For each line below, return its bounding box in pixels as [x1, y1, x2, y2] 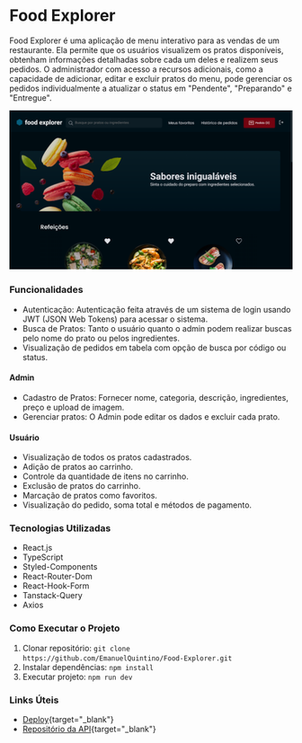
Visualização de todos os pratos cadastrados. [22, 452, 192, 463]
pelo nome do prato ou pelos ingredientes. [22, 332, 180, 343]
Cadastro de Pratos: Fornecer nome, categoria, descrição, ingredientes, [22, 392, 289, 402]
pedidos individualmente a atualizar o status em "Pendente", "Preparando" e [9, 83, 292, 93]
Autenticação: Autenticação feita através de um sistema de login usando [22, 304, 291, 314]
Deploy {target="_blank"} [22, 714, 114, 725]
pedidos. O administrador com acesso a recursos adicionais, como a [9, 64, 263, 75]
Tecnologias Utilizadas [9, 522, 111, 535]
